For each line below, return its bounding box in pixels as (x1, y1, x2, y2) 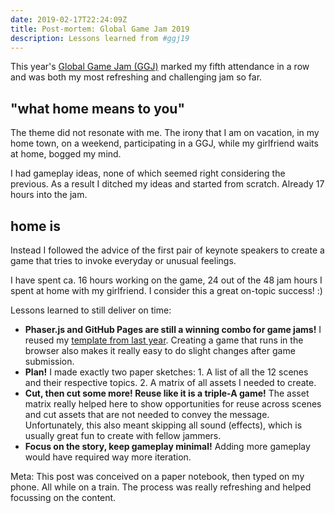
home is (10, 217, 62, 235)
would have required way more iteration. (24, 451, 192, 463)
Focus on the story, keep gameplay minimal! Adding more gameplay (24, 441, 311, 452)
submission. (24, 356, 75, 367)
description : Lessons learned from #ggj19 (10, 33, 190, 43)
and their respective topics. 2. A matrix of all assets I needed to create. (24, 377, 317, 388)
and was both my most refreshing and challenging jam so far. (10, 71, 263, 83)
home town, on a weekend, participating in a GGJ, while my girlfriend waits (10, 137, 319, 150)
